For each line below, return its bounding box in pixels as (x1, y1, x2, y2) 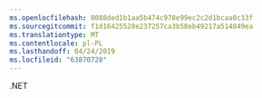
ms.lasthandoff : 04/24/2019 (9, 47, 116, 56)
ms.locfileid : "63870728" (9, 55, 107, 64)
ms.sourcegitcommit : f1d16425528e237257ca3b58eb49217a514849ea (9, 22, 254, 31)
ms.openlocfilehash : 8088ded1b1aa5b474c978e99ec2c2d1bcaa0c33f (9, 13, 254, 23)
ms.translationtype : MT (9, 30, 100, 39)
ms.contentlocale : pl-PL (9, 38, 103, 48)
